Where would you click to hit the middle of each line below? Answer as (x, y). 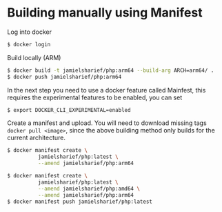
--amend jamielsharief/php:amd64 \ (89, 189)
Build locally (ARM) (34, 57)
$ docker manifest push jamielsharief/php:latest (80, 202)
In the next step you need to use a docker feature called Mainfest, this (107, 90)
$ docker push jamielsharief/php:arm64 (64, 77)
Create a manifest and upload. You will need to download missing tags (107, 123)
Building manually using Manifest (105, 13)
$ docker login (29, 44)
